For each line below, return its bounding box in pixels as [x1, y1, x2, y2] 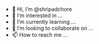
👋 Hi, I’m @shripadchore [11, 6, 73, 12]
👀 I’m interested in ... [11, 12, 63, 19]
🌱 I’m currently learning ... [11, 18, 76, 25]
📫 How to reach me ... [11, 32, 68, 38]
